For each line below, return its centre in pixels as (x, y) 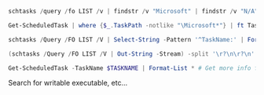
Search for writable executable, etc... (68, 83)
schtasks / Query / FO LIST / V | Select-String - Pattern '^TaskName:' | (126, 39)
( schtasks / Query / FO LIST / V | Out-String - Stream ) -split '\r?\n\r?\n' (132, 54)
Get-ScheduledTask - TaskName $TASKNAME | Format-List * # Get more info (130, 68)
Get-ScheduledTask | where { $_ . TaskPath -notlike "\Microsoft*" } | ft (126, 25)
